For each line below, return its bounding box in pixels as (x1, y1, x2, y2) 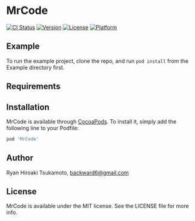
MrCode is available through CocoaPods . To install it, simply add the (6, 117, 177, 125)
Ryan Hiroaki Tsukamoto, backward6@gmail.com (6, 169, 129, 176)
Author (6, 153, 33, 163)
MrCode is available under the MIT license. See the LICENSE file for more (6, 202, 190, 209)
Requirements (6, 81, 61, 91)
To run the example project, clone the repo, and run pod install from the (6, 57, 189, 64)
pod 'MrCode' (6, 136, 39, 142)
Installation (6, 102, 50, 112)
